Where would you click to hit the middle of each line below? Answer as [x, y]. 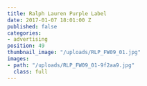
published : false [32, 26]
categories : [24, 33]
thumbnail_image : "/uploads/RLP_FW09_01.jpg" [74, 53]
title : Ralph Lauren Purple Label [57, 14]
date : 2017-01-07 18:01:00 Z [49, 20]
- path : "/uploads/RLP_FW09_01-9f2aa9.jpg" [71, 65]
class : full [31, 71]
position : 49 [26, 46]
